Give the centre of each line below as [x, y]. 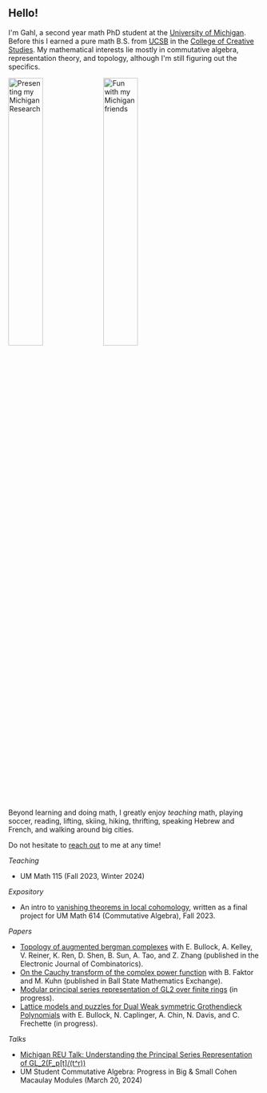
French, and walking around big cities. [71, 829]
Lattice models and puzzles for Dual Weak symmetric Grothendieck [131, 1006]
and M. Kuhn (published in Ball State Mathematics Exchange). [121, 981]
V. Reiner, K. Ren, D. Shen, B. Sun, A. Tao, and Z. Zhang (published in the [139, 955]
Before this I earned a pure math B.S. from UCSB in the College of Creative [131, 41]
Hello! [23, 13]
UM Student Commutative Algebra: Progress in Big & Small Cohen [128, 1071]
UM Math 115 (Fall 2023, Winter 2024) [82, 876]
